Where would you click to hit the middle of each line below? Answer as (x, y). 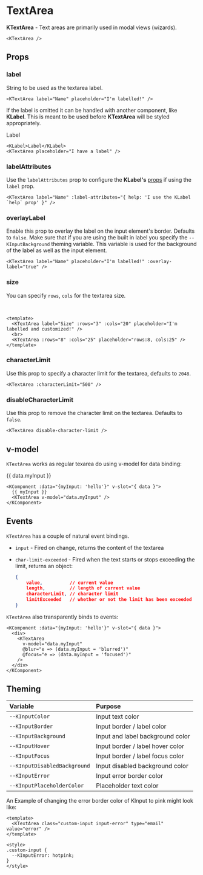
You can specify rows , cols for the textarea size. (66, 295)
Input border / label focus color (140, 756)
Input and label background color (143, 736)
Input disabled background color (142, 766)
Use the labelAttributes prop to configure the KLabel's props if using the (99, 179)
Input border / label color (131, 726)
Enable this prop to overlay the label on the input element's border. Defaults (101, 231)
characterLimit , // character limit (72, 594)
